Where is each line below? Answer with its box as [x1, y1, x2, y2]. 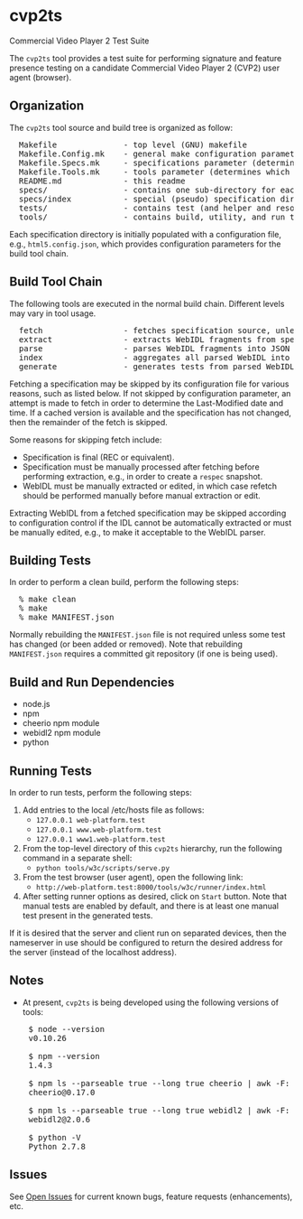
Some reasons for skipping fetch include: [9, 434, 162, 445]
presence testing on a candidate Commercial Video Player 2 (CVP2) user [9, 62, 280, 73]
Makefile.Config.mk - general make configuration [18, 148, 257, 159]
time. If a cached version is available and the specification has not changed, [9, 407, 291, 418]
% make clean [18, 594, 77, 605]
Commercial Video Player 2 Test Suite [9, 35, 150, 46]
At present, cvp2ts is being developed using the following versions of [22, 997, 280, 1008]
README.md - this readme [18, 175, 186, 186]
